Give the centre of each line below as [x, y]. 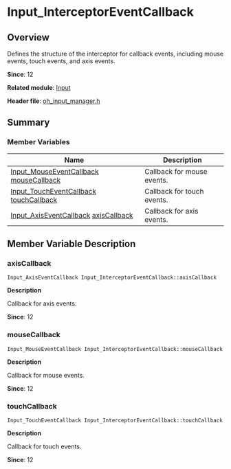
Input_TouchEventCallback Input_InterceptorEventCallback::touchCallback [115, 420]
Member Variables [38, 142]
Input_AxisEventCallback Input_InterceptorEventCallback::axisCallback [112, 278]
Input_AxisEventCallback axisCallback [72, 215]
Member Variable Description [71, 244]
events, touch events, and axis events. [61, 61]
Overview [29, 37]
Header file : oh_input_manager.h [54, 101]
